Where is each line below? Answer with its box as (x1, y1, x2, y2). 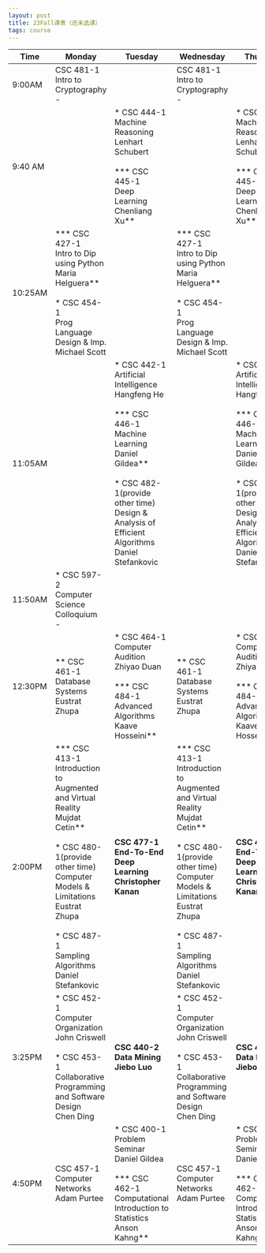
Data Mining (114, 1052, 162, 1063)
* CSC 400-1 (114, 1124, 167, 1135)
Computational (114, 1193, 170, 1204)
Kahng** (114, 1232, 149, 1244)
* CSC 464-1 (114, 632, 167, 643)
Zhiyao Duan (114, 661, 162, 672)
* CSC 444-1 (114, 107, 167, 118)
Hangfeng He (114, 389, 164, 400)
